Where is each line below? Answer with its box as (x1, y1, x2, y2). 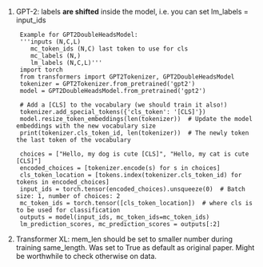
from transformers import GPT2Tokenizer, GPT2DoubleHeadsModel (19, 73, 235, 81)
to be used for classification (15, 206, 121, 214)
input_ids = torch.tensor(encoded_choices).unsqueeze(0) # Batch (19, 185, 245, 193)
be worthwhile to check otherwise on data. (15, 252, 157, 261)
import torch (19, 66, 63, 74)
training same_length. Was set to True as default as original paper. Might (15, 243, 255, 252)
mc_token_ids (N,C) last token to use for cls (30, 45, 189, 53)
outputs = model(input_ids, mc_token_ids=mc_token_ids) (19, 213, 210, 221)
